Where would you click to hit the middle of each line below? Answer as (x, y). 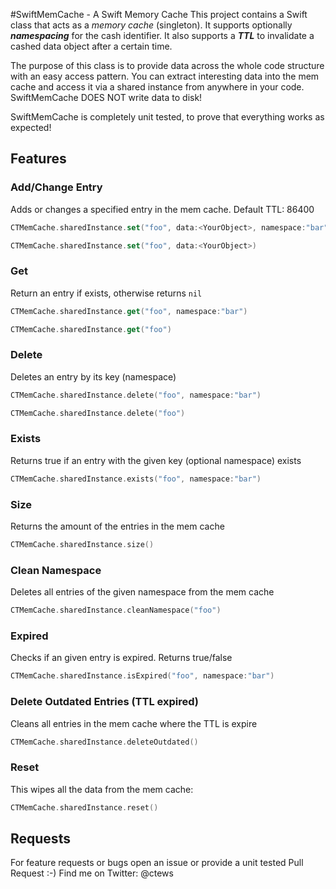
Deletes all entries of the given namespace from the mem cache (142, 592)
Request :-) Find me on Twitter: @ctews (92, 873)
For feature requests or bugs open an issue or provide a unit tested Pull (157, 863)
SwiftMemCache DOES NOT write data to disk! (106, 97)
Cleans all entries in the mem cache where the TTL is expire (134, 723)
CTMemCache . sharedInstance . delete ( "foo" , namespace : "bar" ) (136, 395)
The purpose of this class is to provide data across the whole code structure (167, 65)
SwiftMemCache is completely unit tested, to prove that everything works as (167, 117)
